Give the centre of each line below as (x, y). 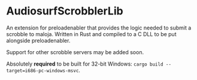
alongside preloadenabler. (38, 40)
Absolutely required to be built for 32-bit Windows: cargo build (85, 64)
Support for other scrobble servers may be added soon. (75, 52)
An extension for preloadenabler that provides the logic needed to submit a (99, 28)
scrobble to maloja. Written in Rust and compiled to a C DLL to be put (91, 34)
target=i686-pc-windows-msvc (43, 70)
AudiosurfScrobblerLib (65, 11)
